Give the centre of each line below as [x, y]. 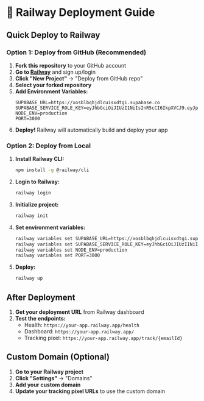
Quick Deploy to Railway [53, 35]
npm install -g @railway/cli [52, 170]
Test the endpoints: [40, 318]
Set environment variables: [50, 227]
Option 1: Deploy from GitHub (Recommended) [76, 52]
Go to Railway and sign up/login [55, 72]
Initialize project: [37, 204]
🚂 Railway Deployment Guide [81, 12]
